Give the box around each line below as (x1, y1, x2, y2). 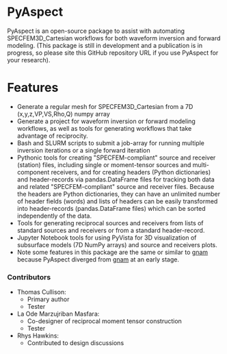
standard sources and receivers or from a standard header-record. (16, 226, 205, 234)
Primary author (27, 295, 70, 303)
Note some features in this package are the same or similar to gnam (16, 248, 209, 256)
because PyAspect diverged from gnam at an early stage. (16, 255, 180, 264)
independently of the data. (16, 212, 92, 220)
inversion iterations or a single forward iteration (16, 146, 150, 154)
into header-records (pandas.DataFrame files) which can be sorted (16, 204, 206, 212)
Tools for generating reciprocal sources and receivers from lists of (16, 218, 204, 227)
